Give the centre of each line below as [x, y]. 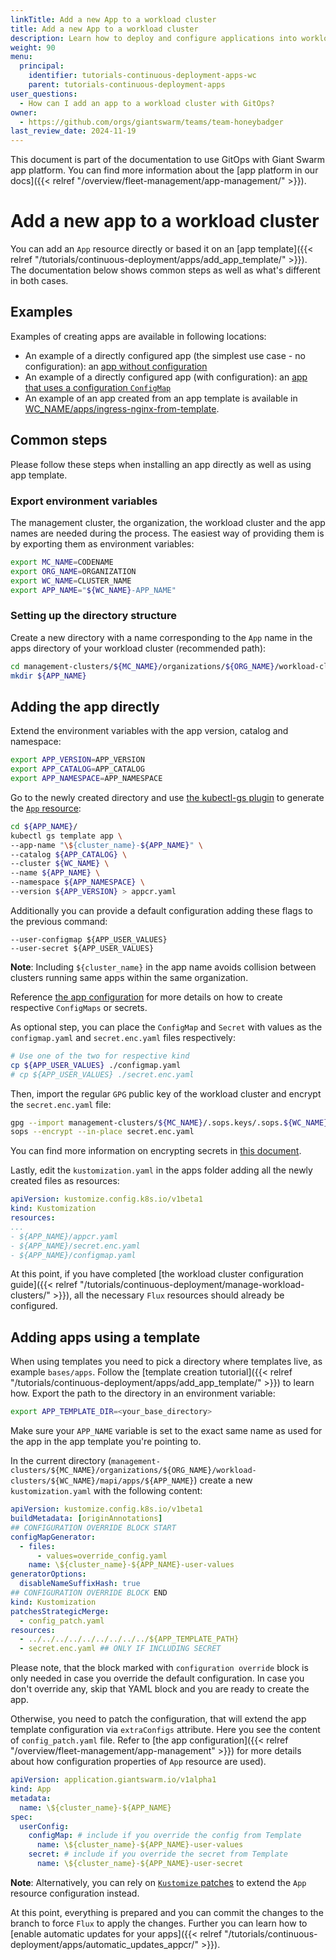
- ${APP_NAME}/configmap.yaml [73, 1255]
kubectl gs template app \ [66, 836]
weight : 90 [33, 47]
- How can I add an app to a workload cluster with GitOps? [147, 103]
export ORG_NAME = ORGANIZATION [73, 571]
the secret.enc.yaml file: [61, 1104]
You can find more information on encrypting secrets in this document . [156, 1151]
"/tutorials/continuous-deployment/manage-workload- [192, 1285]
